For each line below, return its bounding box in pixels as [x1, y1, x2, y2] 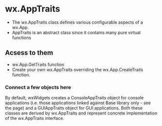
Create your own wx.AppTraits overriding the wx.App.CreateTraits [12, 67, 144, 72]
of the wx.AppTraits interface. [5, 115, 65, 121]
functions [12, 35, 32, 41]
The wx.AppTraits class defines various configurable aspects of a [12, 19, 143, 25]
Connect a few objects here [5, 84, 71, 90]
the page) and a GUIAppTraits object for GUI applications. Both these [5, 105, 143, 111]
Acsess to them [5, 49, 53, 57]
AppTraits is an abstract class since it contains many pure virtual [12, 29, 141, 35]
